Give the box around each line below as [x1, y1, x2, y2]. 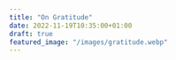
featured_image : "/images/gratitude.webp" [9, 37, 168, 47]
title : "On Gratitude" [9, 12, 93, 22]
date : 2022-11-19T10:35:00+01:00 [9, 21, 133, 30]
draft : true [9, 29, 53, 38]
